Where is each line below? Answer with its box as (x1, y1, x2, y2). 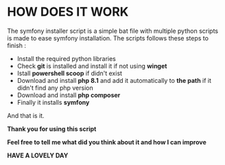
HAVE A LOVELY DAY (7, 151, 69, 160)
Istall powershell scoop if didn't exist (16, 69, 122, 77)
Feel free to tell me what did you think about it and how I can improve (7, 138, 207, 146)
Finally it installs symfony (16, 98, 90, 106)
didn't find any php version (16, 84, 94, 92)
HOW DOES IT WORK (7, 4, 129, 20)
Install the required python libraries (16, 54, 117, 62)
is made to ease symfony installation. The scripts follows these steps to (7, 34, 209, 42)
